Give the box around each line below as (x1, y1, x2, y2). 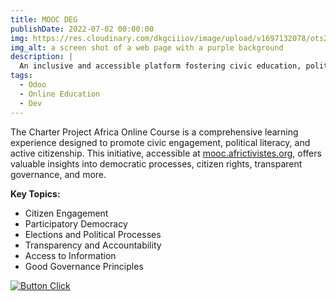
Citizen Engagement (24, 207, 109, 219)
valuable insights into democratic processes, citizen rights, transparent (10, 157, 303, 170)
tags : (10, 71, 33, 81)
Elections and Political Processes (24, 228, 162, 240)
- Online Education (19, 89, 101, 99)
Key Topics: (10, 187, 61, 200)
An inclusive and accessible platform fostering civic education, (19, 61, 302, 71)
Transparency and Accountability (24, 239, 162, 251)
